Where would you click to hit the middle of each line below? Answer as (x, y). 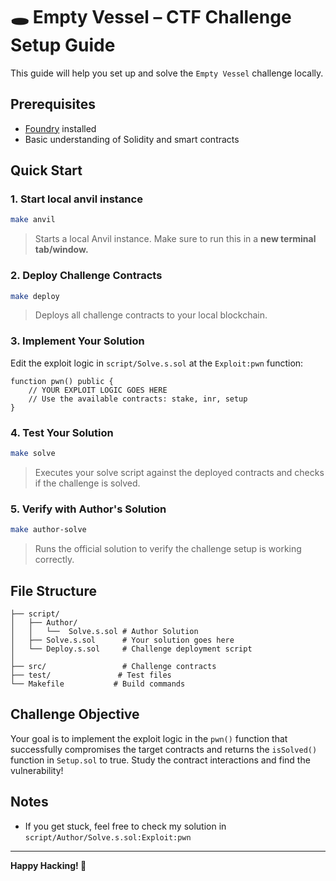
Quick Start (46, 170)
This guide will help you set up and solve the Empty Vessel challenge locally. (167, 73)
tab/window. (61, 250)
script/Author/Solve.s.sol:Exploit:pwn (108, 837)
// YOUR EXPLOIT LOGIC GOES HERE (98, 390)
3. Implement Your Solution (77, 341)
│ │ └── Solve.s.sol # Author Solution (104, 631)
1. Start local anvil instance (76, 199)
